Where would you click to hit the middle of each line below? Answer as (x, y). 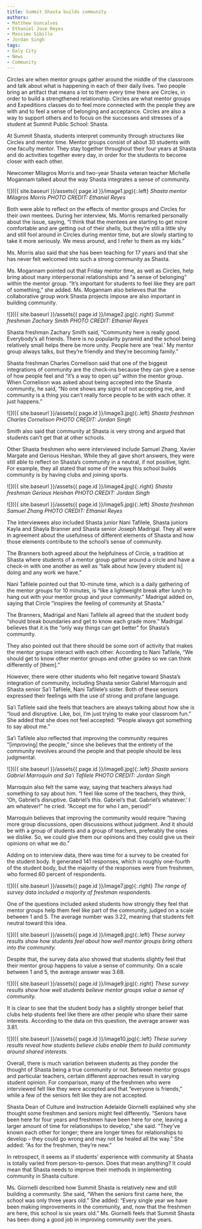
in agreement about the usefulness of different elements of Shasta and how (100, 535)
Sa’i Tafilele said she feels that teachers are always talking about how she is (101, 707)
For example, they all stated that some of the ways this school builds (92, 468)
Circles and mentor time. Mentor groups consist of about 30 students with (99, 142)
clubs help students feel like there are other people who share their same (97, 1014)
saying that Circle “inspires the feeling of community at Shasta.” (86, 603)
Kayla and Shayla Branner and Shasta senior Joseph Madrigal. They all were (101, 529)
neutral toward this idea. (37, 923)
